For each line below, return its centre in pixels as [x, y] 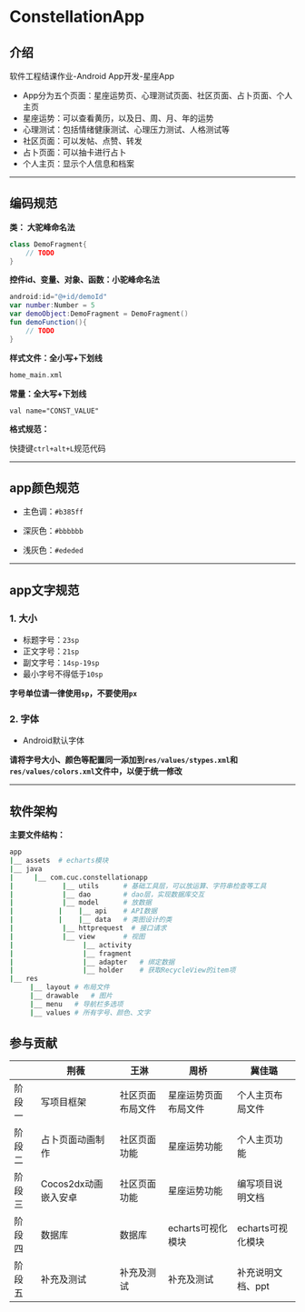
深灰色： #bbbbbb [53, 531]
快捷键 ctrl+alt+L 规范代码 [58, 448]
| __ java [26, 869]
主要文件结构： [37, 835]
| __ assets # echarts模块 [59, 861]
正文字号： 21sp [51, 651]
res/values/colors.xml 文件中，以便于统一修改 [96, 771]
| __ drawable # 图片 [71, 996]
